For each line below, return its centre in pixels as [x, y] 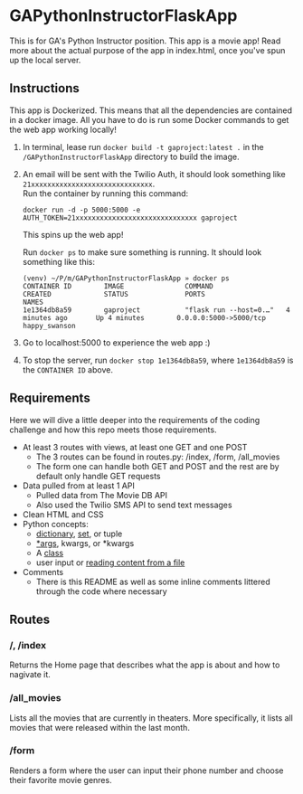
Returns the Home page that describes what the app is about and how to [145, 665]
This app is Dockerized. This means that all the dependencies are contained [151, 110]
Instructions [44, 88]
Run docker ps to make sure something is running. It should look [142, 252]
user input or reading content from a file [110, 562]
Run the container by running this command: [105, 193]
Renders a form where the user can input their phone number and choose [147, 770]
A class [50, 553]
